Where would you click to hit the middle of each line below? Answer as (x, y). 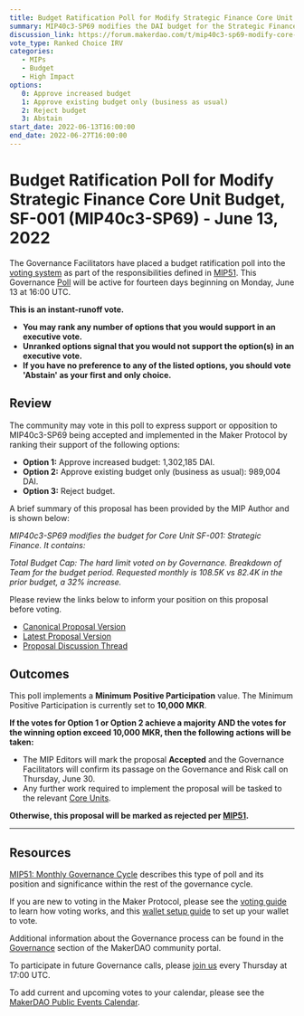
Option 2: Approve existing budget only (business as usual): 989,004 (152, 471)
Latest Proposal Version (66, 636)
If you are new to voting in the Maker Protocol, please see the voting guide (148, 902)
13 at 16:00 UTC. (40, 291)
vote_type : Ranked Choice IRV (66, 43)
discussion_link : (42, 34)
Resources (40, 853)
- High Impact (48, 77)
